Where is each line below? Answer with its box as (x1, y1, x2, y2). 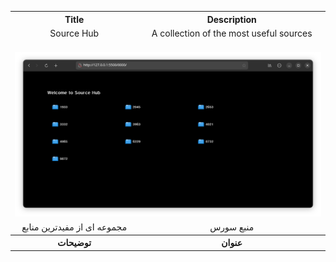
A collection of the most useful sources (151, 27, 313, 39)
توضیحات (57, 237, 92, 249)
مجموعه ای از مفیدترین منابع (21, 221, 128, 233)
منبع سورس (209, 221, 255, 233)
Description (206, 13, 257, 25)
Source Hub (49, 27, 100, 39)
